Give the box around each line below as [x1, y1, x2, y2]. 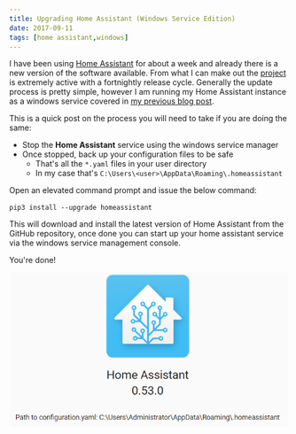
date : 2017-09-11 [9, 23, 74, 33]
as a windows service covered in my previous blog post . [9, 96, 214, 106]
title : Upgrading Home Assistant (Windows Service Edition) [9, 14, 237, 23]
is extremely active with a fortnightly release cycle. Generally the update [9, 77, 273, 88]
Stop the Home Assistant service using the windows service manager [21, 140, 279, 151]
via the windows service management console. [9, 237, 182, 248]
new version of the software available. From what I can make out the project [9, 67, 286, 79]
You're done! [9, 255, 56, 266]
